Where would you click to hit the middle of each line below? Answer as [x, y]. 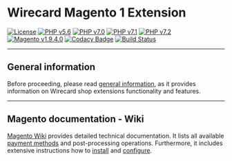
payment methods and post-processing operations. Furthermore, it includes [115, 143]
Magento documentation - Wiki [76, 119]
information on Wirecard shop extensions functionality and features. [104, 91]
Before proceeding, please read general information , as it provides [101, 83]
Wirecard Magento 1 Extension [97, 13]
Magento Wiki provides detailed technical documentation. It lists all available [116, 136]
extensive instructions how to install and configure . [80, 150]
